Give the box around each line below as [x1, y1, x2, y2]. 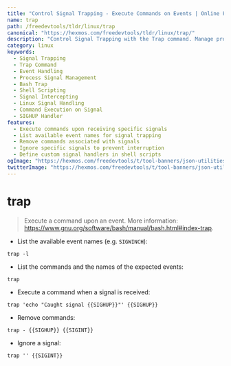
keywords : [7, 49, 36, 56]
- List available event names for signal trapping [13, 132, 162, 139]
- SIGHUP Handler [13, 112, 63, 119]
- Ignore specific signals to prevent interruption [13, 145, 165, 152]
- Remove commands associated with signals [13, 139, 140, 145]
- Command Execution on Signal [13, 106, 103, 113]
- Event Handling [13, 68, 63, 74]
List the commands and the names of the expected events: [16, 263, 184, 271]
